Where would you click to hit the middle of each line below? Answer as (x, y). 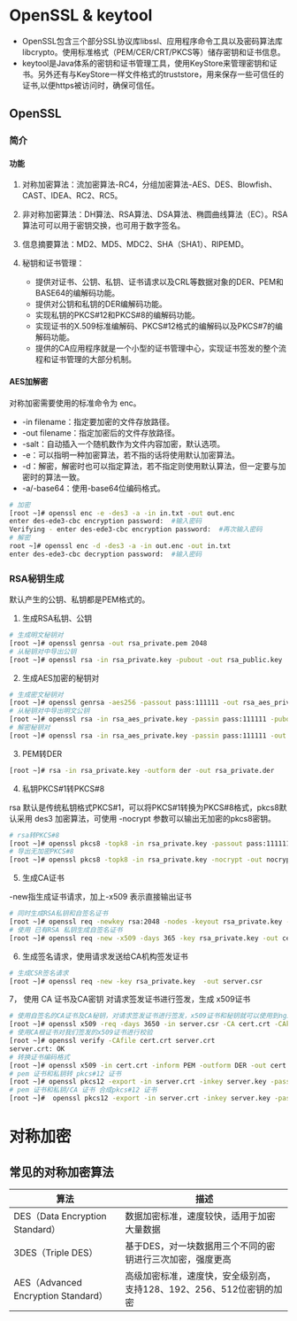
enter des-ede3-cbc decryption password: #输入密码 (106, 554)
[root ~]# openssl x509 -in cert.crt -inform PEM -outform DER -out (138, 1065)
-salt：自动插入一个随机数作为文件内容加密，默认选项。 (123, 444)
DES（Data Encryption (60, 1217)
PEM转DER (42, 753)
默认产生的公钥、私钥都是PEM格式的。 (80, 599)
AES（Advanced (48, 1283)
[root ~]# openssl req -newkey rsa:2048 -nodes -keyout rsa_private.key (146, 922)
